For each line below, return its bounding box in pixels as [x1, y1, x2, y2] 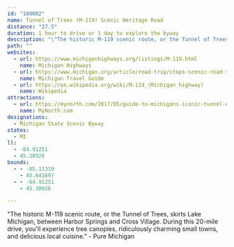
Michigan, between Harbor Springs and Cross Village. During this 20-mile [7, 217, 219, 226]
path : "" [7, 42, 33, 49]
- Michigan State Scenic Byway [13, 120, 104, 127]
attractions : [7, 95, 45, 102]
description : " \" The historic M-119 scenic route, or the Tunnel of [7, 36, 210, 43]
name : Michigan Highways [19, 62, 92, 69]
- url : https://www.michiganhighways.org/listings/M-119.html [13, 56, 198, 63]
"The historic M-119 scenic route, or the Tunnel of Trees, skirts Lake [7, 210, 202, 218]
